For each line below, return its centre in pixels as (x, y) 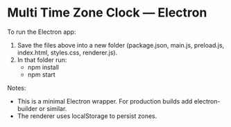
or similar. (53, 108)
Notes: (17, 88)
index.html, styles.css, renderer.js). (67, 52)
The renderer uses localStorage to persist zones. (87, 116)
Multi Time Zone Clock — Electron (107, 13)
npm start (41, 75)
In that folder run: (42, 59)
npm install (43, 67)
